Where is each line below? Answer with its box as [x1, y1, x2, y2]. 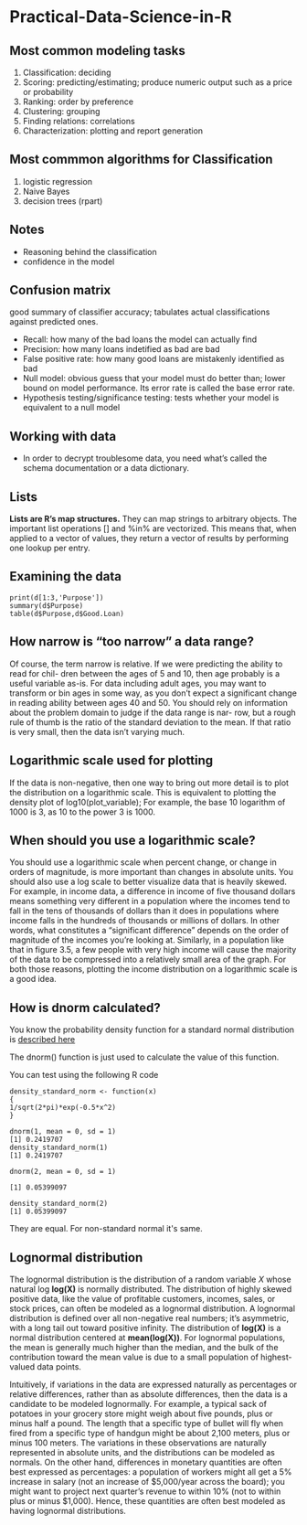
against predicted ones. [9, 316, 99, 327]
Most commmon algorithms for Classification [9, 152, 273, 167]
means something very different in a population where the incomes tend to [9, 896, 291, 907]
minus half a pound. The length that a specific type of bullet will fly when [9, 1417, 284, 1428]
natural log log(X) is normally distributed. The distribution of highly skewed [9, 1283, 292, 1295]
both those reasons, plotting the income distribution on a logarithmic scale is [9, 964, 298, 975]
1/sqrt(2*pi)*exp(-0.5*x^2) [9, 1104, 117, 1113]
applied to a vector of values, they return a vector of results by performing [9, 533, 290, 544]
